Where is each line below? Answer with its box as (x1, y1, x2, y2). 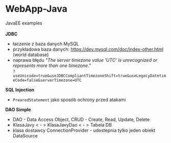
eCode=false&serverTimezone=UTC (12, 78, 82, 83)
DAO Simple (5, 106, 32, 112)
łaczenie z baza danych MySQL (12, 40, 79, 46)
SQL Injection (5, 86, 35, 92)
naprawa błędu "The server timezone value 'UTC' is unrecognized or (12, 57, 158, 63)
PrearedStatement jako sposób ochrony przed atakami (12, 97, 126, 103)
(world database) (12, 52, 49, 58)
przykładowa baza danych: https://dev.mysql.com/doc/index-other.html (12, 46, 164, 52)
